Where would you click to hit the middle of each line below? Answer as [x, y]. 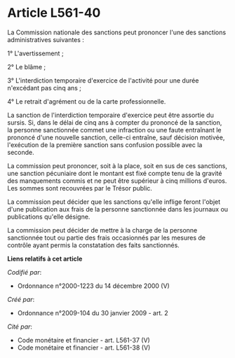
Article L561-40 [54, 13]
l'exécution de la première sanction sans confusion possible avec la [105, 144]
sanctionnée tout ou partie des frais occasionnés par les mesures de [106, 237]
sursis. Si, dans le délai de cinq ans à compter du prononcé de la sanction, [115, 122]
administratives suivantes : [46, 39]
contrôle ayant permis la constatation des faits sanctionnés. [94, 245]
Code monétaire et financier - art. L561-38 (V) [84, 347]
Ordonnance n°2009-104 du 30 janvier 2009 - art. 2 [93, 312]
